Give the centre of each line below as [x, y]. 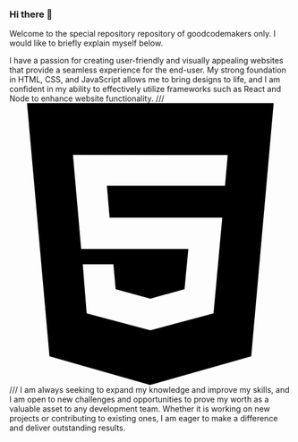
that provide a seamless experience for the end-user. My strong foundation [148, 70]
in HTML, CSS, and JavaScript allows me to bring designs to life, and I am [145, 80]
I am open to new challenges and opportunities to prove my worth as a [139, 399]
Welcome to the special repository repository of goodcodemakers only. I [142, 34]
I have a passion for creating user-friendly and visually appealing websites [146, 61]
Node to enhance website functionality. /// [87, 98]
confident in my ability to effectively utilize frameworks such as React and [145, 89]
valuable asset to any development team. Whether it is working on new [140, 409]
